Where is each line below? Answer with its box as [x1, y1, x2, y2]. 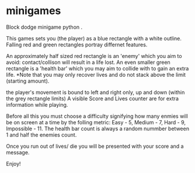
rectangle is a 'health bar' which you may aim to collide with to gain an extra [6, 65, 189, 72]
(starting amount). [6, 77, 50, 84]
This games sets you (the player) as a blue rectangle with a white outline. [6, 35, 182, 42]
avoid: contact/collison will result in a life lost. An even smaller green [6, 59, 170, 66]
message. [6, 148, 30, 156]
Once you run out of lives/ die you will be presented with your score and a [6, 143, 184, 150]
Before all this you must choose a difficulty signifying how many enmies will [6, 113, 188, 120]
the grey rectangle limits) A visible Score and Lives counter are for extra [6, 95, 179, 102]
